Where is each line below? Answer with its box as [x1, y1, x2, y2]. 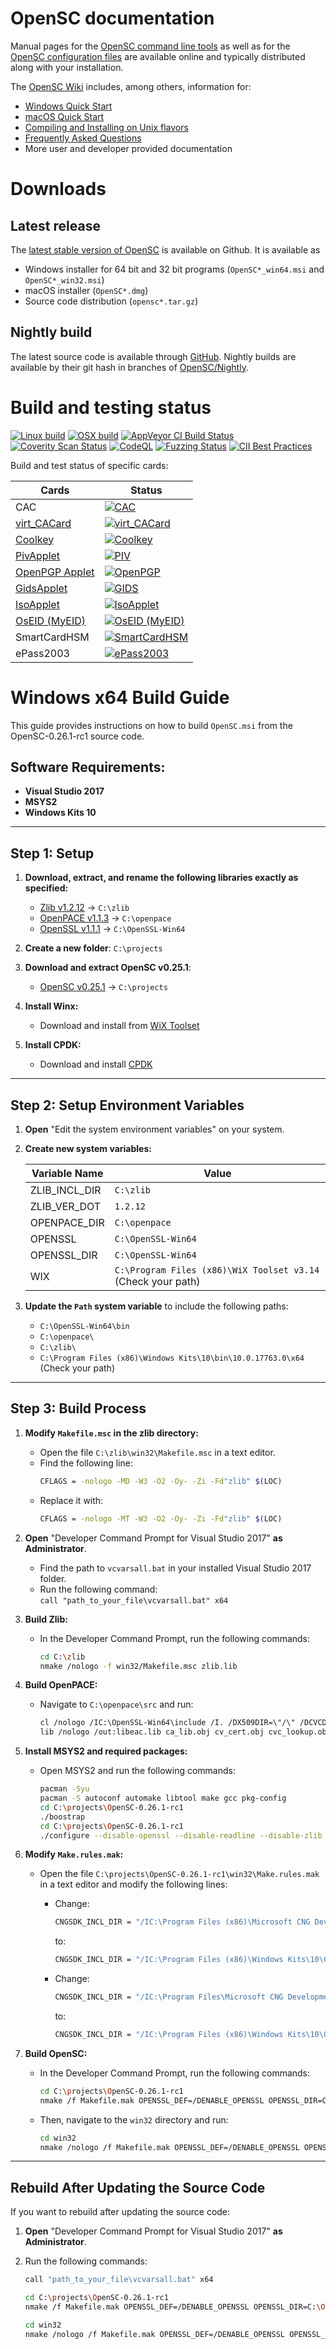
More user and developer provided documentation [24, 142, 233, 154]
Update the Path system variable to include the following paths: [24, 1300, 289, 1312]
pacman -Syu [39, 1784, 90, 1794]
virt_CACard [15, 516, 72, 530]
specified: [24, 882, 69, 894]
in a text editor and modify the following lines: [39, 1878, 228, 1891]
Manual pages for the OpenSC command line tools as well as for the [10, 40, 291, 52]
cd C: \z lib [39, 1652, 86, 1662]
